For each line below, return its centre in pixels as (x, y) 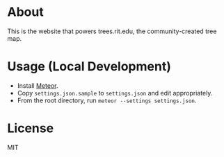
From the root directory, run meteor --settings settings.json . (107, 100)
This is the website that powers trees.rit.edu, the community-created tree (112, 31)
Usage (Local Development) (89, 67)
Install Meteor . (38, 85)
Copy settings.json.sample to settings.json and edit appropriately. (115, 93)
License (31, 128)
